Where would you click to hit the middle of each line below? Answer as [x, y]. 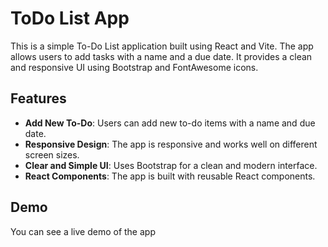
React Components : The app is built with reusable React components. [170, 176]
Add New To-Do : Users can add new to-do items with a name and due [170, 123]
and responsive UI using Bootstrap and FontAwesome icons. [134, 67]
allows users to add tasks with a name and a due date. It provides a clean [161, 56]
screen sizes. [52, 154]
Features [38, 98]
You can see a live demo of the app [83, 231]
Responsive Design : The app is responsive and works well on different [171, 144]
